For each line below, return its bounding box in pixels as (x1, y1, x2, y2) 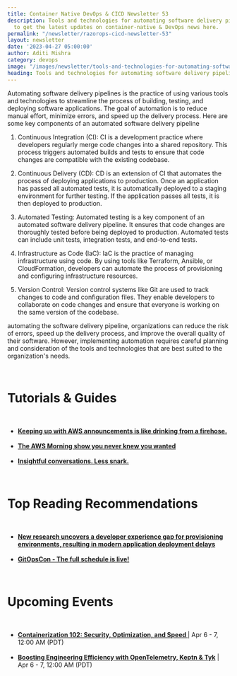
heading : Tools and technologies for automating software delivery (7, 69, 210, 76)
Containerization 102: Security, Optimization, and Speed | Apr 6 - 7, (17, 631, 219, 639)
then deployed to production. (17, 199, 102, 207)
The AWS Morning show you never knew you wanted (17, 442, 176, 450)
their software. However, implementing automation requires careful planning (7, 337, 229, 345)
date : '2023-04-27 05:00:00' (7, 43, 93, 50)
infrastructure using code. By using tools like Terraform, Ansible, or (17, 256, 213, 265)
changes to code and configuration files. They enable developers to (17, 293, 215, 301)
